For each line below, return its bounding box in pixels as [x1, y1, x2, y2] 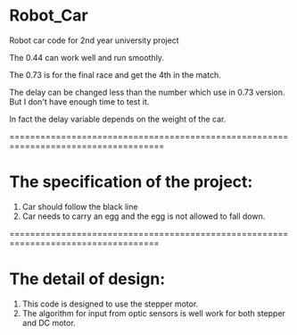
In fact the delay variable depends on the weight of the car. [9, 113, 227, 124]
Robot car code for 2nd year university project [9, 35, 180, 46]
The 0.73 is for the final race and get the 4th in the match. [9, 69, 221, 80]
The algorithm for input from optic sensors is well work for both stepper [21, 307, 285, 318]
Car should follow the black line [21, 201, 138, 212]
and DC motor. [21, 317, 76, 328]
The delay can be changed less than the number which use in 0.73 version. [9, 87, 285, 97]
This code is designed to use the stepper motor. [21, 298, 199, 309]
